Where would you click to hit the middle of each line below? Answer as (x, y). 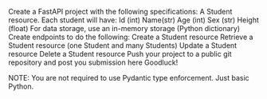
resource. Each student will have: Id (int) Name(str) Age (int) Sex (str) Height (133, 20)
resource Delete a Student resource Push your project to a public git (120, 54)
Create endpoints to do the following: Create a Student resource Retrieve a (131, 37)
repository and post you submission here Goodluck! (93, 62)
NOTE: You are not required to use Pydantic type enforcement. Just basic (129, 78)
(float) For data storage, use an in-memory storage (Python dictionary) (124, 28)
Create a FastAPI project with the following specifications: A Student (120, 12)
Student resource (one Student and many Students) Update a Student (123, 46)
